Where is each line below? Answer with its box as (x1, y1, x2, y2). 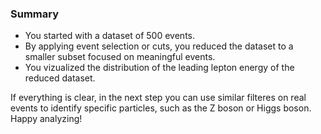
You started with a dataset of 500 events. (24, 30, 195, 42)
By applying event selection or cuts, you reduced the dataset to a (24, 40, 294, 52)
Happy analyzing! (10, 113, 83, 125)
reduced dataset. (24, 72, 96, 84)
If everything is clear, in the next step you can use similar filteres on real (10, 92, 307, 104)
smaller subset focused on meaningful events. (24, 51, 216, 63)
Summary (10, 7, 60, 21)
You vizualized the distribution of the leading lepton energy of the (24, 62, 295, 74)
